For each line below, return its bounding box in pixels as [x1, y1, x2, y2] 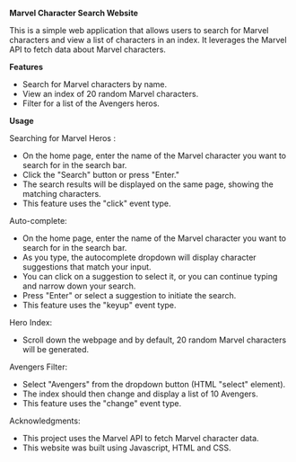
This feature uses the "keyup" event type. [22, 300, 177, 310]
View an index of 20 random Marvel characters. [22, 89, 199, 99]
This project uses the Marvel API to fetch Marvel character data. [22, 433, 259, 443]
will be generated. [22, 344, 90, 354]
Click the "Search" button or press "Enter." [22, 170, 180, 180]
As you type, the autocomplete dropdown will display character [22, 252, 257, 262]
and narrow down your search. [22, 280, 136, 291]
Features [9, 62, 43, 72]
